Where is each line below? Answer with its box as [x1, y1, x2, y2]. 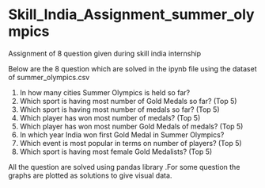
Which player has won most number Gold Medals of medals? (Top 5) [19, 121, 244, 131]
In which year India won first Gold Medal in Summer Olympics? [19, 129, 225, 140]
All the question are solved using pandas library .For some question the [8, 162, 240, 171]
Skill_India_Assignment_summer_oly [8, 6, 255, 24]
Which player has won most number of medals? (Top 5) [19, 113, 201, 122]
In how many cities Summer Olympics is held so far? [19, 87, 191, 97]
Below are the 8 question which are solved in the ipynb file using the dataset [8, 63, 257, 73]
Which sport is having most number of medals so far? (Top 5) [19, 105, 220, 114]
